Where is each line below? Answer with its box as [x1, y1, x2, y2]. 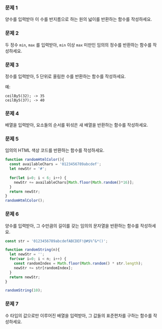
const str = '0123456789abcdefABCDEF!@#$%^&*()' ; [5, 239, 108, 243]
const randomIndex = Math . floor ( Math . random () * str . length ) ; [14, 261, 143, 266]
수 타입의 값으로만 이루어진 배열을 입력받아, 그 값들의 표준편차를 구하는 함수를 [5, 312, 152, 318]
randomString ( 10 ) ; [5, 288, 42, 293]
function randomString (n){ [5, 247, 60, 252]
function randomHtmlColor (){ [5, 157, 64, 162]
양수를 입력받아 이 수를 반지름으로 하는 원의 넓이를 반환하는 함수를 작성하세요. [5, 16, 152, 22]
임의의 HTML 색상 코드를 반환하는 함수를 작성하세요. [5, 148, 105, 154]
